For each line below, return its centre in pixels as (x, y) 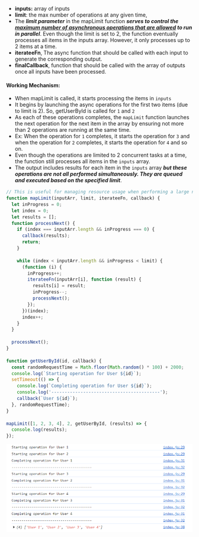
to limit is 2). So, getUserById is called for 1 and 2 (75, 111)
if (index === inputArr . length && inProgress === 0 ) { (86, 230)
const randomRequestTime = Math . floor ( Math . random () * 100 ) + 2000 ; (98, 367)
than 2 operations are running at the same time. (73, 130)
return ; (31, 242)
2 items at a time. (36, 46)
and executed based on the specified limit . (68, 180)
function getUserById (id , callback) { (54, 361)
